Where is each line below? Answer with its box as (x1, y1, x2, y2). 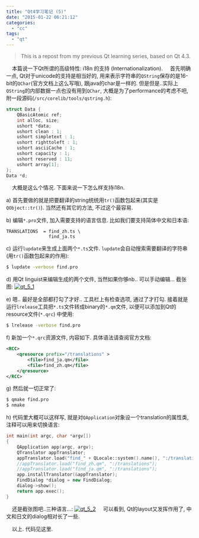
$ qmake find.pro (6, 397, 49, 403)
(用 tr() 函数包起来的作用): (6, 252, 69, 259)
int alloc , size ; (17, 117, 60, 124)
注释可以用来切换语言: (6, 421, 60, 428)
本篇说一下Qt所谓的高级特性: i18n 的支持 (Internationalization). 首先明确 (11, 65, 191, 72)
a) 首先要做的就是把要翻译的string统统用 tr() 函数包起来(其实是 (6, 197, 159, 204)
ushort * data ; (17, 123, 52, 129)
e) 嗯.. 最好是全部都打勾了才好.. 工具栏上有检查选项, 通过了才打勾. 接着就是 (6, 296, 188, 303)
